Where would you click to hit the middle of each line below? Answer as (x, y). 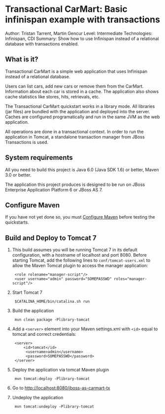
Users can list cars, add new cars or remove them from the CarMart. (74, 86)
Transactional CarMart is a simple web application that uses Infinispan (76, 71)
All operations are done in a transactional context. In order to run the (74, 132)
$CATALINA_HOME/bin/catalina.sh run (52, 302)
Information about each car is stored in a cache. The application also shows (82, 91)
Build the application (33, 311)
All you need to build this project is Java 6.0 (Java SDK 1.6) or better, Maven (82, 170)
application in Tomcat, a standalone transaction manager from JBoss (75, 137)
